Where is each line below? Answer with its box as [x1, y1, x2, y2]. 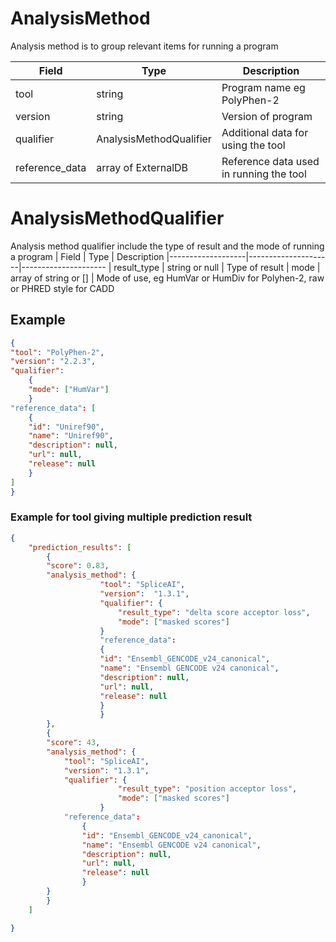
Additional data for [221, 125, 309, 139]
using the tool [221, 138, 286, 152]
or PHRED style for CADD [10, 282, 115, 294]
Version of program [221, 109, 313, 123]
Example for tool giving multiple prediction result [10, 510, 253, 524]
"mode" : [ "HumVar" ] [28, 385, 110, 395]
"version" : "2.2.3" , [10, 357, 97, 367]
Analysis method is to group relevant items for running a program [10, 40, 279, 52]
